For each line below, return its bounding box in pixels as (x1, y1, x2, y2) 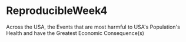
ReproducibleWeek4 (6, 4, 108, 17)
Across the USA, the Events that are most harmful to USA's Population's (6, 23, 181, 30)
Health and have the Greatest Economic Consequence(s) (6, 29, 144, 36)
